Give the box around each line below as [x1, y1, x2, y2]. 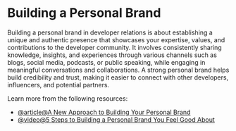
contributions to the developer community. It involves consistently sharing [7, 43, 222, 51]
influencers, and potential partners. [7, 80, 110, 89]
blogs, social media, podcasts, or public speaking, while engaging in [7, 58, 206, 66]
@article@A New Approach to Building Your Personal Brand [17, 108, 191, 116]
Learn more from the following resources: [7, 94, 128, 103]
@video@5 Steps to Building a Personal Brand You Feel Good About [17, 115, 215, 124]
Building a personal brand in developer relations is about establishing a [7, 28, 213, 37]
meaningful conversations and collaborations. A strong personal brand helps [7, 65, 230, 74]
